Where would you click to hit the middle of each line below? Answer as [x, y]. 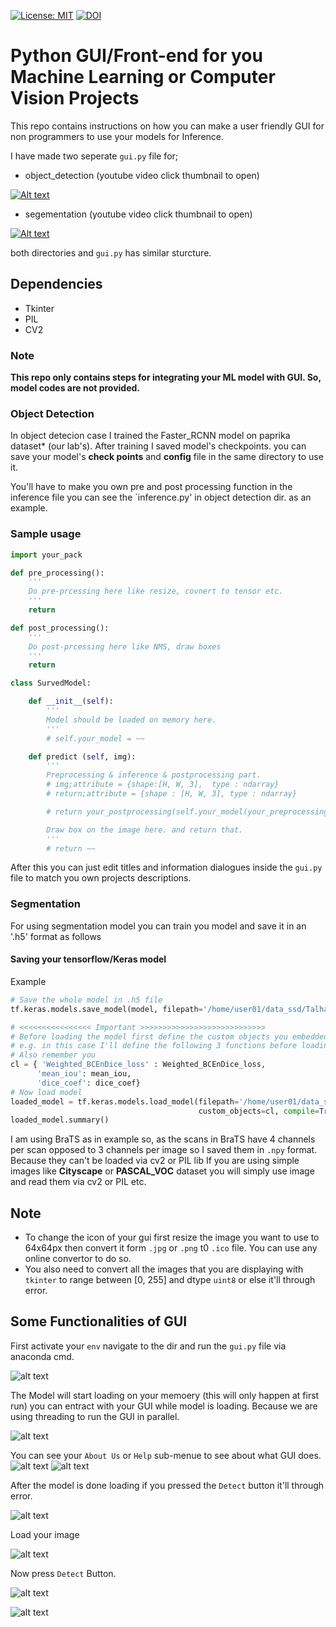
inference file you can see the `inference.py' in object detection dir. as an [161, 497]
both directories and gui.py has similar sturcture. [111, 252]
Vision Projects [75, 98]
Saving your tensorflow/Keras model [88, 959]
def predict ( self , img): [82, 756]
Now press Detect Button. [63, 1573]
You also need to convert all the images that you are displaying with [164, 1269]
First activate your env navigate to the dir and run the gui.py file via [148, 1346]
